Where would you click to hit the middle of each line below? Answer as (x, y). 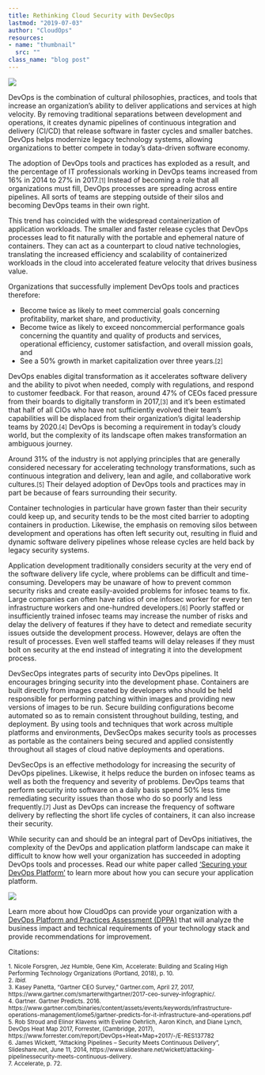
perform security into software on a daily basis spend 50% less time (119, 790)
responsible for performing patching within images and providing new (122, 698)
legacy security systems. (49, 550)
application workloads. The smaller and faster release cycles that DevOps (128, 229)
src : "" (28, 52)
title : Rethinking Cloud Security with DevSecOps (92, 15)
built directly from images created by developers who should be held (120, 690)
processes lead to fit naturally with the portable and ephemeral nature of (127, 237)
